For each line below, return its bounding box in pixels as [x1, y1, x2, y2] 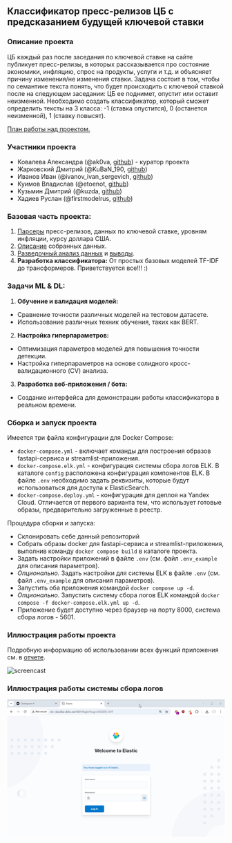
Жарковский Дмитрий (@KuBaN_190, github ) [17, 165, 148, 173]
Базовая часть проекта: [7, 211, 92, 221]
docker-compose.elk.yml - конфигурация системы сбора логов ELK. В [17, 461, 220, 469]
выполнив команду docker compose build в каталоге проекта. [17, 547, 198, 555]
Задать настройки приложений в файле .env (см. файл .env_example [17, 554, 217, 562]
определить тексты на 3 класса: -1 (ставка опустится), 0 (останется [7, 104, 208, 113]
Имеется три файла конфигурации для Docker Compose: [7, 433, 174, 441]
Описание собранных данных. [17, 242, 107, 251]
